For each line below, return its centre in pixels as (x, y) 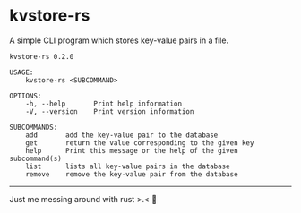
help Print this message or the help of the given (132, 150)
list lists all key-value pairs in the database (128, 166)
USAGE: (21, 72)
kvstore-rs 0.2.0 (42, 56)
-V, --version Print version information (110, 111)
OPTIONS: (26, 96)
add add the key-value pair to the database (122, 135)
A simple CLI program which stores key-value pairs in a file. (119, 40)
